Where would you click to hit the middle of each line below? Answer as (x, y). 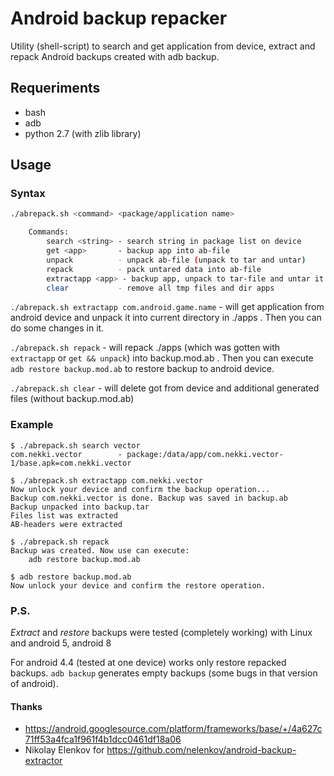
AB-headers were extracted (66, 524)
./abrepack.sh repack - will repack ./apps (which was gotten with (145, 348)
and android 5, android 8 (61, 643)
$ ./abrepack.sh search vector (75, 445)
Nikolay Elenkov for (64, 750)
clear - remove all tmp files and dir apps (160, 288)
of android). (34, 684)
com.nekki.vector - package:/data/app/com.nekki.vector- (147, 454)
